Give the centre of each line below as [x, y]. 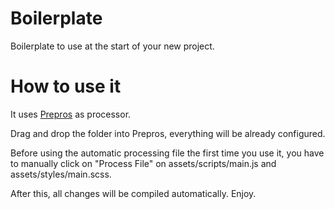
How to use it [66, 86]
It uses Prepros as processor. [71, 114]
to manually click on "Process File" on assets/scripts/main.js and [143, 163]
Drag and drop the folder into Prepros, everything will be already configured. [168, 133]
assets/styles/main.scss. [61, 174]
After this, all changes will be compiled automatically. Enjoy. [133, 193]
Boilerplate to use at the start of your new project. [112, 46]
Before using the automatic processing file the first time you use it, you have [167, 153]
